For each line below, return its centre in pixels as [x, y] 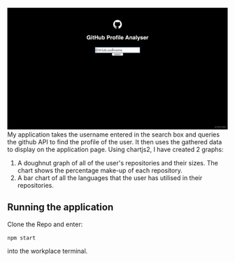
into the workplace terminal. [48, 251]
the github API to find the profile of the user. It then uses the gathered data [115, 142]
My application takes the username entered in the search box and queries [114, 135]
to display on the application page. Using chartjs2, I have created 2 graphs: [115, 150]
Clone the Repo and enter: [45, 224]
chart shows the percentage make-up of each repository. [100, 171]
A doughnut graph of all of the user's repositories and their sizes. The [117, 163]
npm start [22, 238]
